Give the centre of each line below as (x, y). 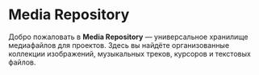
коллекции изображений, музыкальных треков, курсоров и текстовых (130, 53)
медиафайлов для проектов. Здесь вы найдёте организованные (119, 45)
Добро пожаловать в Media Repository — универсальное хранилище (128, 37)
